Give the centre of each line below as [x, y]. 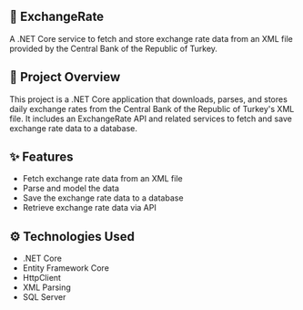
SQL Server [44, 297]
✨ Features [41, 157]
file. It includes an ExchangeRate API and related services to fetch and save [151, 119]
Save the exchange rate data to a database [103, 198]
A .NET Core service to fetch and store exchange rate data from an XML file [151, 38]
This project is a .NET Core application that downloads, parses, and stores [149, 99]
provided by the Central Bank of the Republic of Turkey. [114, 48]
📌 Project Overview [65, 77]
